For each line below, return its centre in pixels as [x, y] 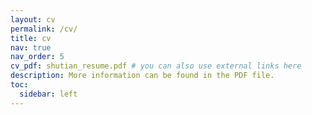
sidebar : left [48, 94]
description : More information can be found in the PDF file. [142, 76]
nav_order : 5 [37, 57]
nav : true [31, 47]
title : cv [31, 38]
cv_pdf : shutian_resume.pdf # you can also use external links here [156, 66]
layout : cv [33, 19]
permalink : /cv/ [44, 29]
